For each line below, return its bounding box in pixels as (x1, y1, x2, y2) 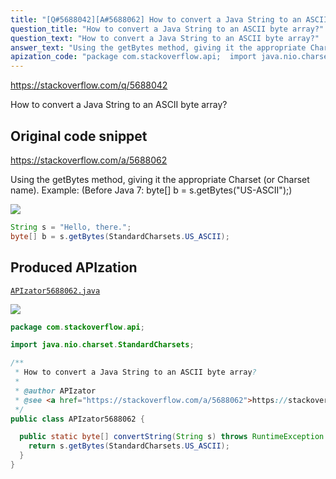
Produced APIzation (10, 259, 138, 276)
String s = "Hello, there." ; (10, 222, 132, 232)
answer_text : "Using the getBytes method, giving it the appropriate (10, 42, 307, 53)
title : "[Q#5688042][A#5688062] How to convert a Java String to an (10, 14, 302, 25)
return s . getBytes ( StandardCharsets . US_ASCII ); (28, 441, 230, 451)
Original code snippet (10, 127, 148, 145)
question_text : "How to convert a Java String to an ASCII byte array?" (10, 33, 320, 43)
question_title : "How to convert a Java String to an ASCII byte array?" (10, 24, 325, 34)
